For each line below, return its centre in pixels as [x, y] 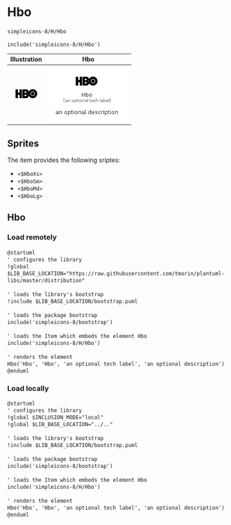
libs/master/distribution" [46, 280]
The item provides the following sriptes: [64, 160]
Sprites [23, 143]
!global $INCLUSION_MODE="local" [55, 417]
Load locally [28, 388]
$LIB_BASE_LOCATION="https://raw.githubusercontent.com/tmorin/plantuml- [116, 273]
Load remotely [32, 237]
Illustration [26, 59]
